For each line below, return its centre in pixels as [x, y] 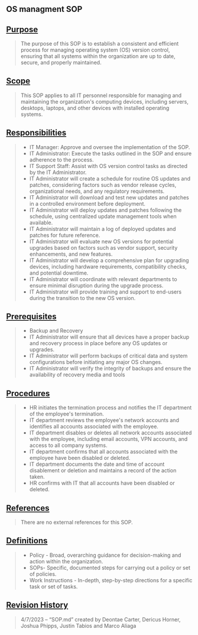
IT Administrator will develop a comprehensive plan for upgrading [109, 260]
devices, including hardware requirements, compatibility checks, [108, 266]
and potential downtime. [59, 273]
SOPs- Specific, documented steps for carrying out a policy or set [110, 568]
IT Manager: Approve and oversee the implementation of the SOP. [110, 147]
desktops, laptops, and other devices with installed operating [95, 108]
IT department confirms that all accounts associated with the [103, 452]
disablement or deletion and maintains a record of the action [103, 470]
